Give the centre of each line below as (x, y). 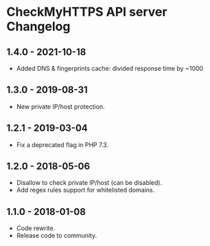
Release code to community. (57, 236)
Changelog (38, 26)
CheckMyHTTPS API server (87, 12)
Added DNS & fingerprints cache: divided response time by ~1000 (110, 68)
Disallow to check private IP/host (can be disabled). (89, 183)
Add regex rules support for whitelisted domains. (85, 190)
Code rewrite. (36, 228)
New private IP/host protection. (60, 107)
